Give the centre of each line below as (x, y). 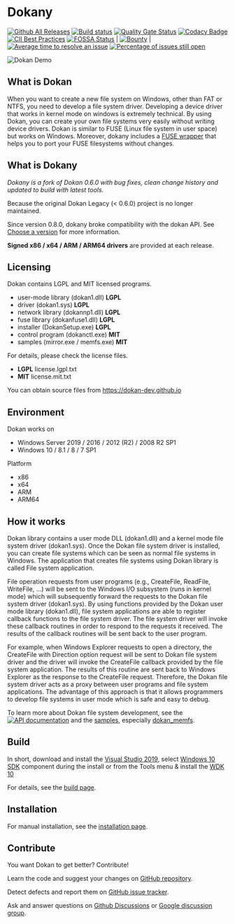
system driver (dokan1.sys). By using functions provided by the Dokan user (115, 604)
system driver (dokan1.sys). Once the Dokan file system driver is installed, (114, 546)
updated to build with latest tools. (56, 190)
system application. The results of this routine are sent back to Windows (111, 669)
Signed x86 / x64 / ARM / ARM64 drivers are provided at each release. (111, 245)
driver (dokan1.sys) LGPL (53, 305)
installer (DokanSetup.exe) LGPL (64, 327)
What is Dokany (42, 165)
